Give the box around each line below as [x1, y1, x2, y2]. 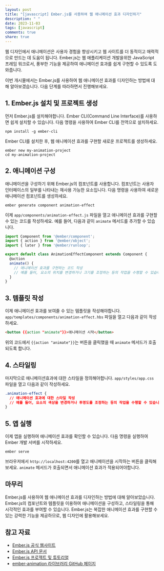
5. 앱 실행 [5, 419, 32, 428]
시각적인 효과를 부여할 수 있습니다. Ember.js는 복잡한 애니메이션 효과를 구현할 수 [5, 506, 158, 512]
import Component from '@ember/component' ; [5, 234, 95, 239]
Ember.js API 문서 [12, 548, 47, 554]
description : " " [5, 16, 41, 21]
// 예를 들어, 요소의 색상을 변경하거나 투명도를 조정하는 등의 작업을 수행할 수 [9, 400, 147, 405]
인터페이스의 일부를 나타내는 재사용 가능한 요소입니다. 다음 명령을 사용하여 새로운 [5, 187, 159, 192]
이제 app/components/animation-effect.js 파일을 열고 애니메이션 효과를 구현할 [5, 212, 158, 218]
